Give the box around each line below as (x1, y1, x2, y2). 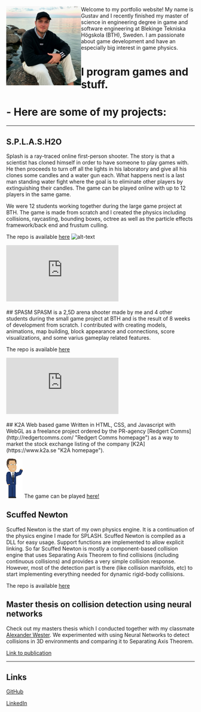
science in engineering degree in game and (81, 19, 188, 26)
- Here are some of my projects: (6, 105, 167, 119)
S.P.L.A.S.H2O (6, 136, 62, 146)
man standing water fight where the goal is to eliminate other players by (6, 178, 184, 185)
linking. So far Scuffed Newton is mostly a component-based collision (6, 545, 178, 552)
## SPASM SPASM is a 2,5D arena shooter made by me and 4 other (6, 309, 173, 316)
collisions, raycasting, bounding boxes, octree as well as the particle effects (6, 215, 193, 222)
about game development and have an (81, 38, 176, 44)
